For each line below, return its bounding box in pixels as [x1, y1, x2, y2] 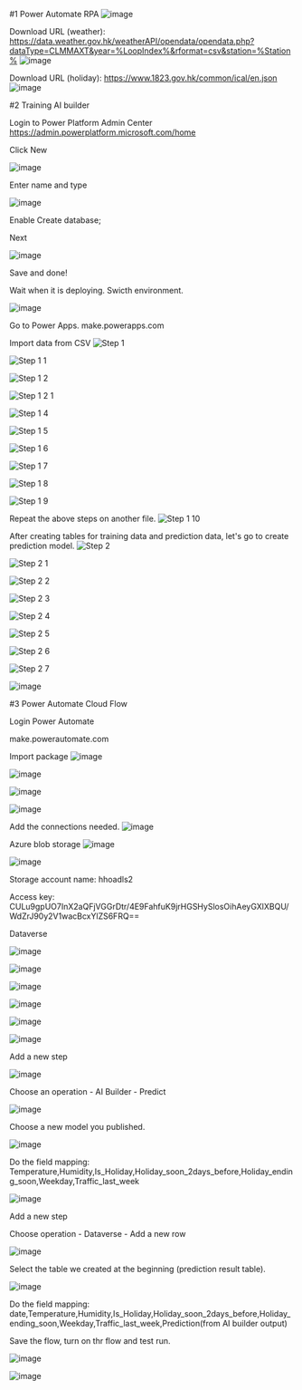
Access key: [9, 892, 55, 902]
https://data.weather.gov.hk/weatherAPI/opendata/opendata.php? [9, 36, 255, 46]
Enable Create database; [9, 215, 101, 226]
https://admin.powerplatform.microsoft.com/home [9, 127, 196, 138]
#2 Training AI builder [9, 100, 90, 111]
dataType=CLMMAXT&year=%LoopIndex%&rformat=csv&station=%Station [9, 45, 291, 56]
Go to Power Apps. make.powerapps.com [9, 320, 165, 331]
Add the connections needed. [9, 821, 120, 832]
